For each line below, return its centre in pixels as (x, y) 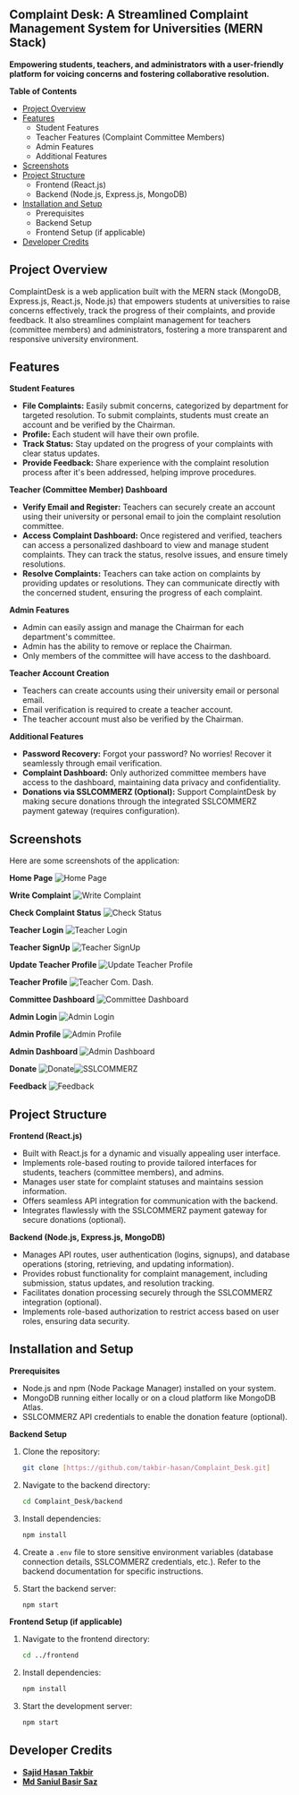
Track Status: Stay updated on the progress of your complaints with (148, 444)
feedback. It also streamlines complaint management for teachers (130, 320)
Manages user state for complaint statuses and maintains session (142, 1182)
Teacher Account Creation (59, 673)
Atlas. (33, 1407)
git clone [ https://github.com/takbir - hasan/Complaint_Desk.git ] (146, 1467)
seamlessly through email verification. (92, 764)
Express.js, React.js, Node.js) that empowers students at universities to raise (150, 301)
